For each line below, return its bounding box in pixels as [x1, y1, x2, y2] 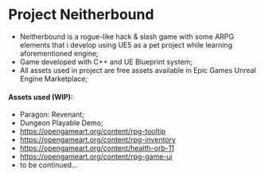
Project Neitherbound [8, 6, 154, 24]
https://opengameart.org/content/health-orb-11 [19, 143, 175, 153]
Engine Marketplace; [19, 74, 88, 83]
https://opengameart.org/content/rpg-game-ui [19, 152, 173, 162]
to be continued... [19, 160, 78, 170]
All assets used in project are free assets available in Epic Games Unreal [19, 65, 257, 75]
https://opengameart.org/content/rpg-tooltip [19, 127, 166, 136]
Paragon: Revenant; [19, 109, 85, 120]
